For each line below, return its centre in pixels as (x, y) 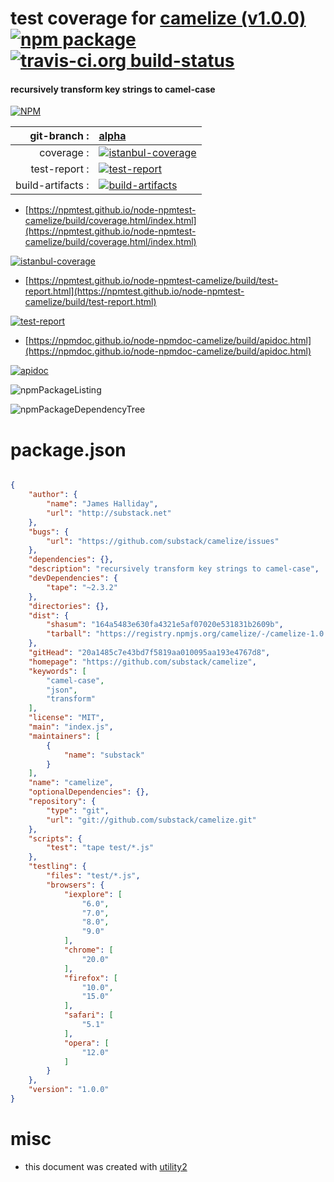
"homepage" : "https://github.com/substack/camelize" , (142, 662)
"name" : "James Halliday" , (102, 504)
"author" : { (53, 495)
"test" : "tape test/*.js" (100, 848)
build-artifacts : (52, 185)
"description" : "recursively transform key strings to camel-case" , (174, 569)
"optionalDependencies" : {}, (89, 792)
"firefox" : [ (90, 978)
